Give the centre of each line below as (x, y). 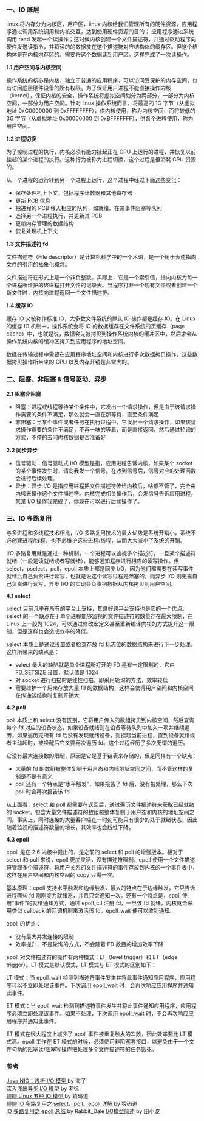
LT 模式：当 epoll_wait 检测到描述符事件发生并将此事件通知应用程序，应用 (99, 977)
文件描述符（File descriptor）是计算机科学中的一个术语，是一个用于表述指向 (101, 257)
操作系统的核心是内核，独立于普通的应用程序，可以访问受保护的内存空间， (99, 80)
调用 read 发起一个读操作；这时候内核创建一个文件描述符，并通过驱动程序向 (101, 39)
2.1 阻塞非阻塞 (24, 393)
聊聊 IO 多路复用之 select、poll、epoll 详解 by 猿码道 (72, 1104)
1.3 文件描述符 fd (27, 244)
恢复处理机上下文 (36, 231)
